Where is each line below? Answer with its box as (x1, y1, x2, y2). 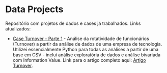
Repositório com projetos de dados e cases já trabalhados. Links (5, 20, 141, 26)
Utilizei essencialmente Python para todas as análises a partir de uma (12, 46, 159, 52)
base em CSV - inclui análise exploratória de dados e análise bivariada (12, 52, 161, 58)
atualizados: (5, 25, 31, 31)
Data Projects (5, 4, 64, 15)
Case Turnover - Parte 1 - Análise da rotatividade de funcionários (12, 35, 149, 42)
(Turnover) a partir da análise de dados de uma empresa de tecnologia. (12, 41, 162, 47)
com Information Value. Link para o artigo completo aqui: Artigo (12, 57, 146, 63)
